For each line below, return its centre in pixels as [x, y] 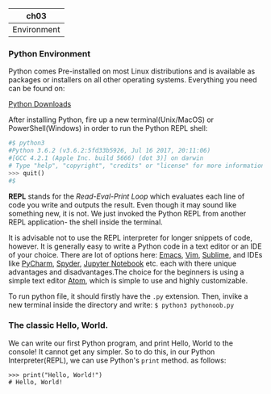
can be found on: [37, 89]
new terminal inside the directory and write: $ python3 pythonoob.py [121, 304]
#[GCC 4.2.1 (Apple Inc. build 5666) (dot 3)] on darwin [106, 158]
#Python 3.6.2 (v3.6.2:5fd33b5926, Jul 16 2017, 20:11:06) [110, 151]
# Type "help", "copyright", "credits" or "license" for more [115, 166]
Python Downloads [40, 104]
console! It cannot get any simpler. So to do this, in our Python [112, 351]
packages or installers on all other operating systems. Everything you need [133, 80]
